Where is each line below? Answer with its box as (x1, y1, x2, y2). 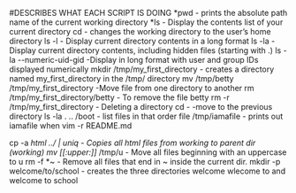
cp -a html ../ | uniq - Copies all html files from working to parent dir (9, 137, 256, 148)
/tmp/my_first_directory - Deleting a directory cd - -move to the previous (9, 102, 273, 112)
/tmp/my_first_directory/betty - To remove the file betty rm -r (9, 92, 230, 103)
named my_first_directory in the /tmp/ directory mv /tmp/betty (9, 73, 234, 83)
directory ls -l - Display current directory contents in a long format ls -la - (9, 35, 276, 46)
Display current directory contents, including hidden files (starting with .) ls (9, 45, 282, 56)
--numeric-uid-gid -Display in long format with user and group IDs (17, 55, 259, 65)
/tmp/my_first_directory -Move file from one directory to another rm (9, 83, 254, 93)
